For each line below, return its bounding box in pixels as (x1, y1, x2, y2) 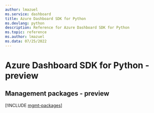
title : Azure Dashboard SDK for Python (5, 16, 86, 21)
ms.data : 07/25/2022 (5, 39, 47, 44)
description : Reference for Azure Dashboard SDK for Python (5, 25, 130, 30)
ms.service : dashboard (5, 12, 51, 17)
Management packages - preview (5, 90, 110, 98)
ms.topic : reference (5, 30, 47, 35)
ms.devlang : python (5, 20, 45, 26)
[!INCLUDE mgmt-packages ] (5, 102, 62, 108)
